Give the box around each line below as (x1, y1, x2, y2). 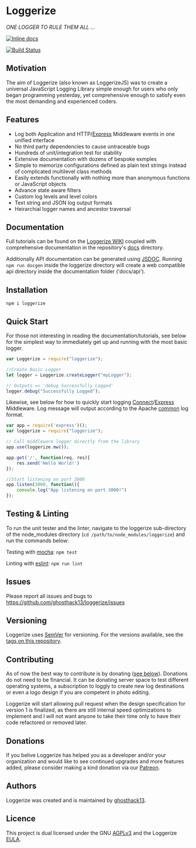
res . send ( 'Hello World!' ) (16, 460, 80, 466)
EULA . (6, 836, 22, 843)
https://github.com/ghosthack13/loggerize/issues (6, 598, 125, 606)
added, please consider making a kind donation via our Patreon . (6, 764, 160, 771)
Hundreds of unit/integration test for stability (14, 149, 122, 156)
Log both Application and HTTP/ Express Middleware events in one (14, 130, 176, 138)
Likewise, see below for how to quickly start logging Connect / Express (6, 398, 174, 406)
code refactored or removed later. (6, 719, 88, 726)
